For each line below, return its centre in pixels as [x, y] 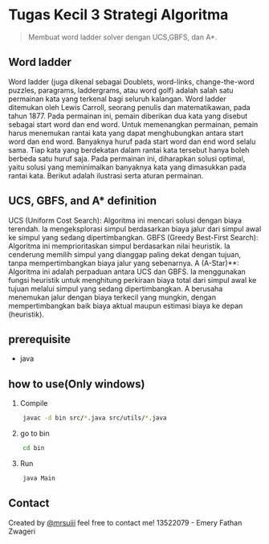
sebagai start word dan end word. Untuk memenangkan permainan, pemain [133, 124]
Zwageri [22, 531]
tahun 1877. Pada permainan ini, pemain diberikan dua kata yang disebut [128, 116]
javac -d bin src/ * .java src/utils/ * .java [95, 418]
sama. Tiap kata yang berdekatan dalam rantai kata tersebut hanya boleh [129, 149]
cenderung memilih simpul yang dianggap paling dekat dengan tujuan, [125, 254]
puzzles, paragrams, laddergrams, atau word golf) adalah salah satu [121, 90]
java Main [39, 478]
